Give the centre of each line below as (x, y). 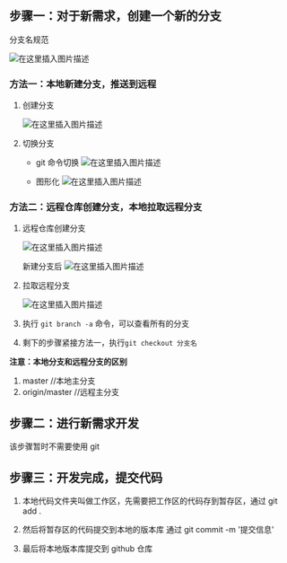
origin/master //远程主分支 (70, 392)
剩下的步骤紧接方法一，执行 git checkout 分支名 (109, 343)
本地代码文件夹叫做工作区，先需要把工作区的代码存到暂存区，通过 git (150, 501)
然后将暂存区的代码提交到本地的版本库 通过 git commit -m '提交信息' (148, 530)
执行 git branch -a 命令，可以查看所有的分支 (106, 324)
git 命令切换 (57, 163)
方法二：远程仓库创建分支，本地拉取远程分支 (106, 207)
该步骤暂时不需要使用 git (55, 446)
